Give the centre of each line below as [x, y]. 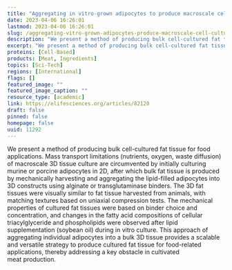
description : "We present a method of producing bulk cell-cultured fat [114, 39]
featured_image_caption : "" [48, 91]
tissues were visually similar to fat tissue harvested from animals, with [106, 193]
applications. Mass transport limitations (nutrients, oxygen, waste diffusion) [114, 156]
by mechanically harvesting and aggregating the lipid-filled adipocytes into [114, 179]
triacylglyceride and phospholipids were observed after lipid [93, 223]
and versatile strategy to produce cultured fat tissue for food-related [104, 245]
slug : [15, 33]
